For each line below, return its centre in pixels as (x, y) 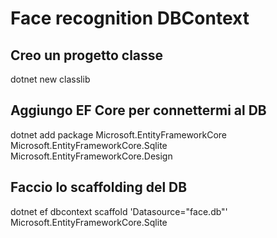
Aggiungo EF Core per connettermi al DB (138, 110)
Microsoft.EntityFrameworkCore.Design (91, 156)
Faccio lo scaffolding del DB (99, 187)
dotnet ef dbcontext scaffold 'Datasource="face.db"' (119, 211)
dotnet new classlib (50, 79)
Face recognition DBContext (130, 18)
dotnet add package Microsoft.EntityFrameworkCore (119, 134)
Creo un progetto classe (87, 55)
